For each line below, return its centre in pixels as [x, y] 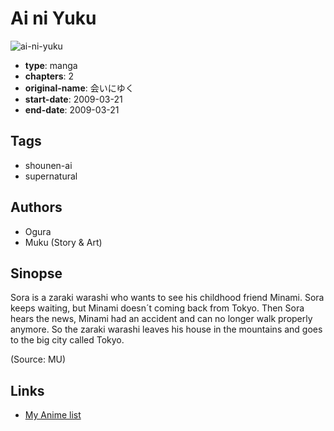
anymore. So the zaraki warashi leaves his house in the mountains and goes [166, 329]
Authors [36, 207]
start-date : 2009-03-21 [73, 99]
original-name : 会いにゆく [79, 88]
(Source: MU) [38, 359]
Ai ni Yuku [53, 18]
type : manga [51, 65]
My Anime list [53, 415]
